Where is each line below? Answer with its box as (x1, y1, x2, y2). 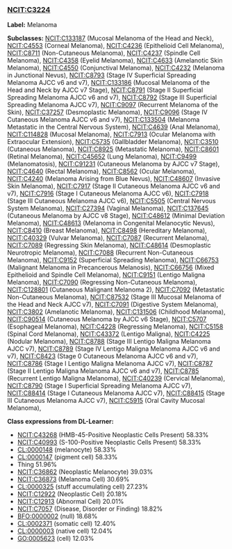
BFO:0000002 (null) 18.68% (17, 512, 98, 520)
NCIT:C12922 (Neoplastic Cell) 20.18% (17, 490, 128, 498)
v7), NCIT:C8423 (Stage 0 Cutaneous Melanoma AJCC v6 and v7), (7, 352, 199, 360)
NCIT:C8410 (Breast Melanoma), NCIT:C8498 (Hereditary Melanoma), (7, 226, 207, 234)
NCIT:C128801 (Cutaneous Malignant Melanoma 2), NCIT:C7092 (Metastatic (7, 285, 225, 294)
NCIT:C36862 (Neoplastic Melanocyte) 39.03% (17, 468, 154, 476)
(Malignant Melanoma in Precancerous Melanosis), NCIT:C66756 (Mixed (7, 263, 215, 272)
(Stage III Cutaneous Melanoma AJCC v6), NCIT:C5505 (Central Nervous (7, 197, 217, 205)
